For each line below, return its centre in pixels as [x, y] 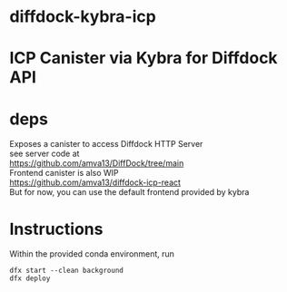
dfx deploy [30, 278]
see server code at [45, 154]
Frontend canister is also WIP [64, 173]
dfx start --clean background [67, 271]
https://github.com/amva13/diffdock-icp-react [95, 182]
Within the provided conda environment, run [92, 254]
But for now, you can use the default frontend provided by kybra [129, 192]
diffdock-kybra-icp [83, 17]
